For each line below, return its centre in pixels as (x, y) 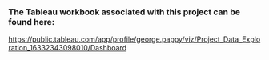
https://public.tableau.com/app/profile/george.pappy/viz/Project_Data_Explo (134, 39)
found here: (32, 22)
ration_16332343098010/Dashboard (67, 48)
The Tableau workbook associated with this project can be (124, 12)
